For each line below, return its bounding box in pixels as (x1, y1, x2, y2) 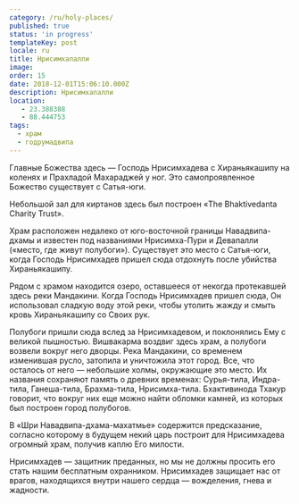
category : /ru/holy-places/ (9, 13, 114, 22)
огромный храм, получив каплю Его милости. (9, 439, 185, 449)
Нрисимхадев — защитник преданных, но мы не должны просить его (9, 456, 276, 466)
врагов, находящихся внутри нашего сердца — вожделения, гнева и (9, 475, 272, 485)
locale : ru (9, 46, 50, 55)
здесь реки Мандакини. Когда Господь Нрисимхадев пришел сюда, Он (9, 290, 282, 300)
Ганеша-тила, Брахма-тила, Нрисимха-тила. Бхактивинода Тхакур (30, 383, 287, 394)
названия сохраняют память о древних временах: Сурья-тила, (9, 374, 251, 384)
